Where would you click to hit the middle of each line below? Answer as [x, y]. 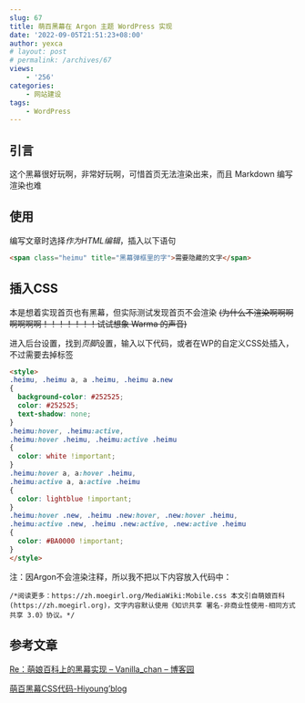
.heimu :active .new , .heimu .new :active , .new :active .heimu [128, 524]
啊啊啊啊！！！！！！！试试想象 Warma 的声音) [98, 324]
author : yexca [36, 43]
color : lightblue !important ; [75, 499]
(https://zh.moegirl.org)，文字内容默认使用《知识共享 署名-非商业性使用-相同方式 [152, 605]
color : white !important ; [67, 457]
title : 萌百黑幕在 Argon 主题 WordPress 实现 [91, 26]
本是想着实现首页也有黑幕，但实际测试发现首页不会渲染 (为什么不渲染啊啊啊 [152, 312]
